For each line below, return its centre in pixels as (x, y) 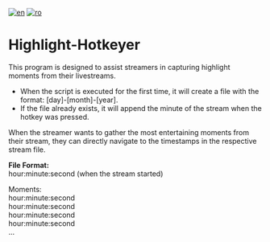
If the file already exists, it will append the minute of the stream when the (141, 108)
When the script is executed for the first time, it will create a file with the (139, 91)
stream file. (27, 150)
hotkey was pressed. (55, 117)
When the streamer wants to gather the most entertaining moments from (129, 132)
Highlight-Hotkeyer (75, 45)
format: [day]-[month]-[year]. (69, 100)
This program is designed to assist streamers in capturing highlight (120, 67)
